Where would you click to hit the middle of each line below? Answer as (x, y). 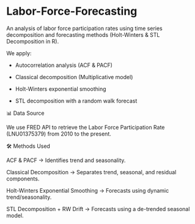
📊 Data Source (25, 113)
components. (23, 179)
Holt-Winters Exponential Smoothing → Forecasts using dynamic (88, 190)
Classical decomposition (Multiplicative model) (74, 77)
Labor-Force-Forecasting (72, 11)
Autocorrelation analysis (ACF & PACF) (64, 65)
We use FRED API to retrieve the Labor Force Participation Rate (86, 127)
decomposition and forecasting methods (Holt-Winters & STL (83, 34)
